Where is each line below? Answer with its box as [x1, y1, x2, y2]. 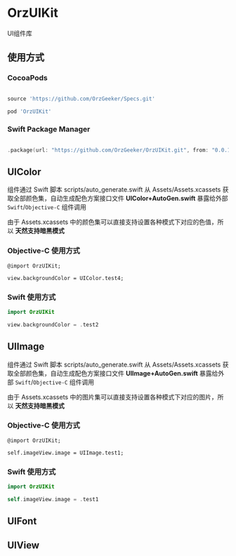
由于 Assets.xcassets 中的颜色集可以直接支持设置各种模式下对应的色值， [7, 218, 218, 226]
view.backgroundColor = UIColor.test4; [7, 274, 124, 282]
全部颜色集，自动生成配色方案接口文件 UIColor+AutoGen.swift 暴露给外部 [13, 194, 228, 203]
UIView [7, 539, 40, 551]
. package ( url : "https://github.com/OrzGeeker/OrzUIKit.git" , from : [7, 146, 209, 154]
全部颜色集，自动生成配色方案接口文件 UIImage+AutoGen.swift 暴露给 [13, 369, 218, 377]
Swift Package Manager [7, 124, 91, 134]
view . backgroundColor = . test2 [7, 321, 99, 328]
